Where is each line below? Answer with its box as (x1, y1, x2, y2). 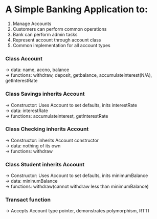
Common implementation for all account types (12, 42, 111, 48)
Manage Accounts (12, 20, 52, 27)
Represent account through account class (12, 37, 101, 43)
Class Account (5, 55, 42, 62)
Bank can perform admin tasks (12, 31, 78, 37)
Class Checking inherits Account (5, 125, 89, 133)
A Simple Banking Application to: (5, 4, 148, 15)
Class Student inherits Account (5, 161, 85, 168)
